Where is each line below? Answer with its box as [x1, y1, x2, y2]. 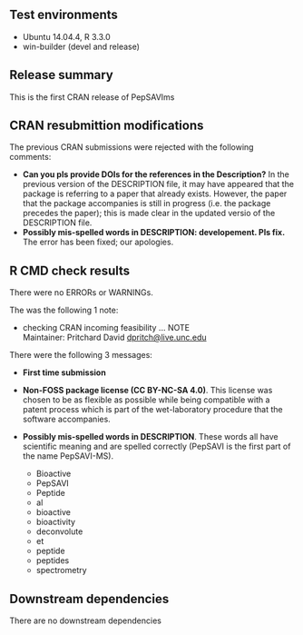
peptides [35, 555, 70, 566]
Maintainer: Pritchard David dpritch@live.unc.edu [22, 332, 207, 343]
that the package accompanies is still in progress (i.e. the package [22, 198, 271, 209]
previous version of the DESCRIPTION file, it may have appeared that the [22, 179, 295, 190]
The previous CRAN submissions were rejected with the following [9, 142, 254, 153]
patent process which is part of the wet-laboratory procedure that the [22, 404, 283, 415]
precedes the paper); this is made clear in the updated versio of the [22, 208, 276, 219]
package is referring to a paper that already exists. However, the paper [22, 188, 288, 199]
